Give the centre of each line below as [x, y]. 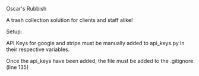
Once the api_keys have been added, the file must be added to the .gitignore [100, 61]
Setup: [14, 31]
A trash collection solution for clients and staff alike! [70, 20]
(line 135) [18, 67]
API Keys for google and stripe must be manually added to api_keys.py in [95, 43]
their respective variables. [38, 49]
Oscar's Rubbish [26, 9]
